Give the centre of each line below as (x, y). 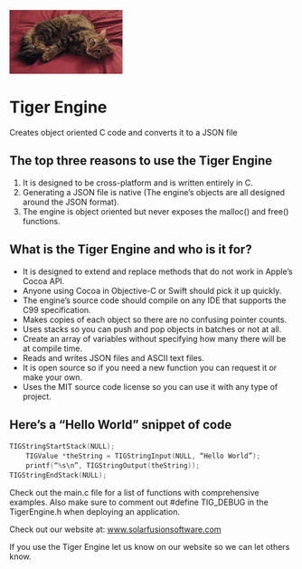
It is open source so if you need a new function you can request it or (150, 367)
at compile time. (52, 348)
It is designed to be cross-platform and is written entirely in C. (137, 183)
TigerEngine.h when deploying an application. (95, 511)
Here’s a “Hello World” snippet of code (121, 425)
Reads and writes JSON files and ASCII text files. (113, 357)
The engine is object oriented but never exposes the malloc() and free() (156, 211)
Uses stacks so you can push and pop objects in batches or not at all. (152, 329)
